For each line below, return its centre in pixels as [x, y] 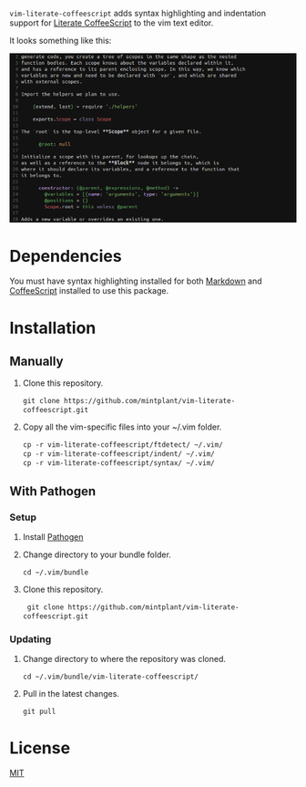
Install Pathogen [53, 537]
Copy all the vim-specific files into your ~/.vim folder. [122, 427]
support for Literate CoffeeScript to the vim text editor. [112, 23]
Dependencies [66, 256]
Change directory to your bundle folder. [97, 554]
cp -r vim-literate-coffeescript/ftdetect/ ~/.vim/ [122, 445]
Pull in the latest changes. [71, 694]
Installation [53, 328]
